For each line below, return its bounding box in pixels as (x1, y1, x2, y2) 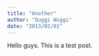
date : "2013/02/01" (7, 23, 63, 29)
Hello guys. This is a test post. (7, 42, 93, 50)
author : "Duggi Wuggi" (7, 16, 72, 23)
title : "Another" (7, 10, 57, 17)
